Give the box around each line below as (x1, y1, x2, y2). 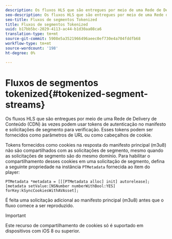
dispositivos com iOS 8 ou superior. (5, 228, 80, 234)
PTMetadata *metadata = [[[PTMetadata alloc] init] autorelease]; (5, 179, 150, 185)
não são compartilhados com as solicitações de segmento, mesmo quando (5, 147, 164, 154)
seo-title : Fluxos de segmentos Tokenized (5, 17, 97, 22)
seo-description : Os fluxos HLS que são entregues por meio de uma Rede (5, 12, 164, 17)
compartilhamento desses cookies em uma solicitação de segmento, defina (5, 158, 165, 165)
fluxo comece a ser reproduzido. (5, 203, 74, 209)
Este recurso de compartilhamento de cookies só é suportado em (5, 223, 143, 229)
